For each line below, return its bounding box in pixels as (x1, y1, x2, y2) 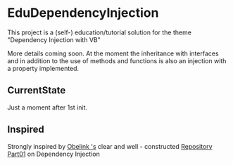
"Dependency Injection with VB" (7, 35, 101, 44)
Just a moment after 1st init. (7, 103, 88, 112)
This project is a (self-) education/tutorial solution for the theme (7, 28, 192, 37)
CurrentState (7, 84, 66, 96)
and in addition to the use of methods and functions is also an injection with (7, 56, 227, 65)
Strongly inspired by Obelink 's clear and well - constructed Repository (7, 142, 213, 150)
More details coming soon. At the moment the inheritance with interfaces (7, 49, 220, 58)
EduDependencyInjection (7, 5, 159, 21)
